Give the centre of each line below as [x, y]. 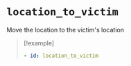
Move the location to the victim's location [65, 30]
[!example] [39, 43]
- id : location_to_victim [61, 56]
